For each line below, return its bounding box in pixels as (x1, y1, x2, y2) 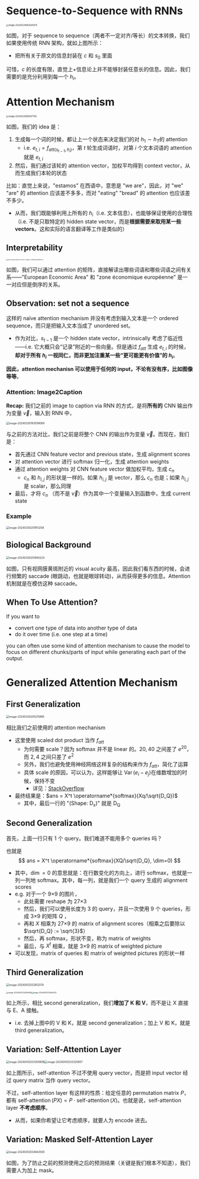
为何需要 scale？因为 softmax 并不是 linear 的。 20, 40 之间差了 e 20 (23, 745, 187, 752)
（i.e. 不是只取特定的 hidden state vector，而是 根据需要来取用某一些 (14, 218, 182, 225)
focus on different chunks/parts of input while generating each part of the (6, 648, 187, 656)
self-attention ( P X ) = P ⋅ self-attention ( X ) (17, 1097, 118, 1104)
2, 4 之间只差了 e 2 (30, 752, 74, 760)
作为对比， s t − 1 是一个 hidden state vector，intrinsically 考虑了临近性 (14, 335, 184, 343)
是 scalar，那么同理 (23, 482, 72, 490)
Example (6, 512, 32, 520)
